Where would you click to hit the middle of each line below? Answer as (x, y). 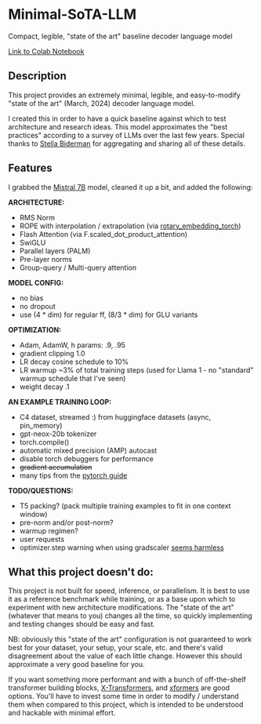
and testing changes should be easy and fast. (82, 624)
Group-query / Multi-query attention (78, 267)
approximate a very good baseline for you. (76, 664)
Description (37, 76)
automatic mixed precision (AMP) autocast (88, 450)
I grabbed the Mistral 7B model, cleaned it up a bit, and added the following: (130, 187)
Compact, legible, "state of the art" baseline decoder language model (120, 36)
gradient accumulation (56, 467)
